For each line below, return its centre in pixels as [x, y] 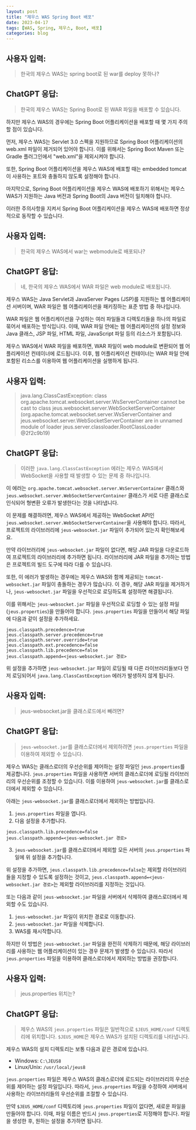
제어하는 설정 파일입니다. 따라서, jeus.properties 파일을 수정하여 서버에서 [102, 1087]
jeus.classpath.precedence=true [45, 630]
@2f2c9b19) [35, 433]
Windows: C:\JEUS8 [38, 1061]
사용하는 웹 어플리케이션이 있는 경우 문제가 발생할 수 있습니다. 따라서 [95, 951]
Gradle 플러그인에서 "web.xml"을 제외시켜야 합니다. [66, 156]
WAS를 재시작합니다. [38, 931]
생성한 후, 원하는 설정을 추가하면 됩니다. [57, 1121]
